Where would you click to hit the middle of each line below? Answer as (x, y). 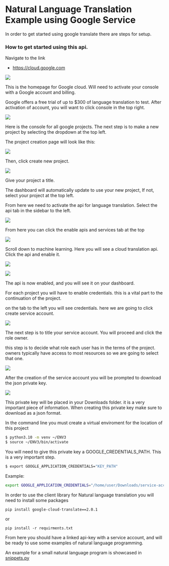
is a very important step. (30, 457)
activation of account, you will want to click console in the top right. (75, 107)
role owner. (17, 338)
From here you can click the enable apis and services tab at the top (75, 230)
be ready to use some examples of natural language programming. (74, 543)
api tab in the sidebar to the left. (38, 211)
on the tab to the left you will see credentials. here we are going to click (79, 308)
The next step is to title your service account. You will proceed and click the (84, 333)
